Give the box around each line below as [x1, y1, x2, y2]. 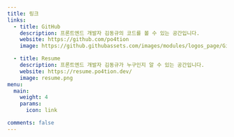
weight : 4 [19, 94, 49, 101]
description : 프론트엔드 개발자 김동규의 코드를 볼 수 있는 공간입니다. [19, 29, 200, 37]
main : [13, 88, 30, 95]
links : [7, 17, 26, 24]
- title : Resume [13, 55, 61, 63]
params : [19, 100, 42, 108]
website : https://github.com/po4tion [19, 36, 130, 43]
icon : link [25, 107, 58, 114]
